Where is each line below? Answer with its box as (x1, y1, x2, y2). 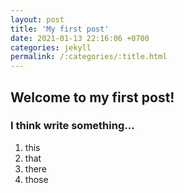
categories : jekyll (10, 42, 92, 53)
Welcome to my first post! (10, 89, 175, 106)
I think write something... (10, 119, 135, 133)
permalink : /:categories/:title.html (10, 52, 168, 62)
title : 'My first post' (10, 24, 110, 34)
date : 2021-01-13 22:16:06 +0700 (10, 33, 150, 43)
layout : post (10, 14, 65, 25)
